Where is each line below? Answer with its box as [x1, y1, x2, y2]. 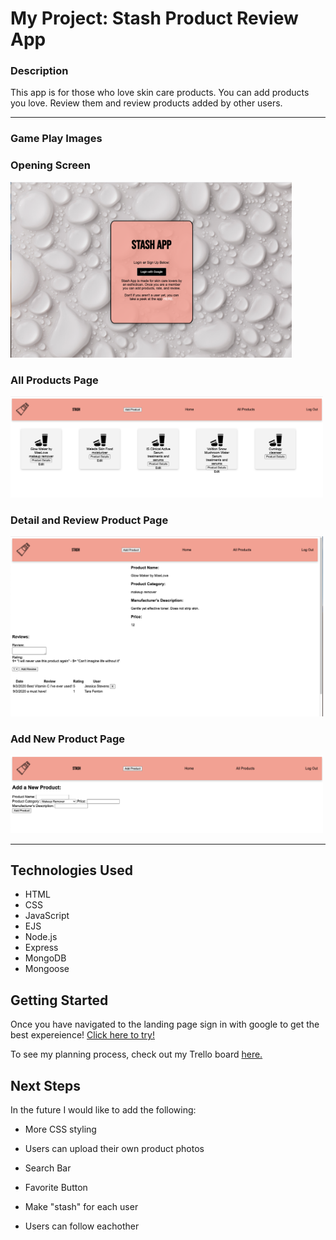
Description [10, 64, 69, 78]
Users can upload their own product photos [24, 1142, 205, 1154]
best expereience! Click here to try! [10, 1029, 155, 1041]
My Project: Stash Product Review [10, 7, 299, 30]
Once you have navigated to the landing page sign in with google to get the [10, 1018, 320, 1031]
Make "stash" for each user [24, 1200, 139, 1212]
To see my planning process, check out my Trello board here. [10, 1048, 263, 1061]
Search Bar [24, 1162, 72, 1174]
